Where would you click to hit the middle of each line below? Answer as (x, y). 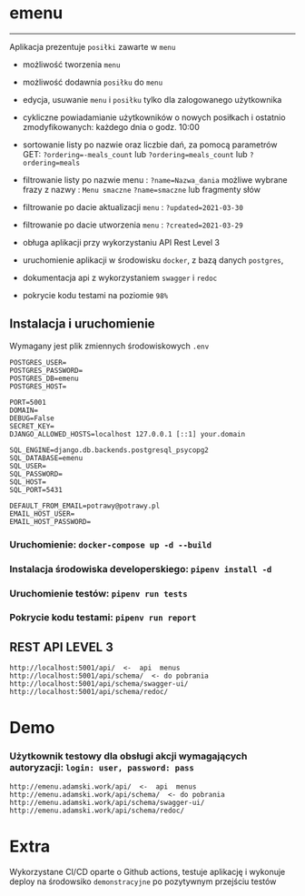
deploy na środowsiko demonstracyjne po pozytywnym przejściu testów (143, 881)
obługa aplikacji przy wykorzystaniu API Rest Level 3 (121, 242)
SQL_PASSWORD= (36, 474)
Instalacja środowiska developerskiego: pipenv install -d (141, 569)
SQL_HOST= (28, 482)
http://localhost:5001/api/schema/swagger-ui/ (99, 684)
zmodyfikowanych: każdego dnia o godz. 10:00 (111, 126)
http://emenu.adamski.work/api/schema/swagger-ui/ (107, 802)
